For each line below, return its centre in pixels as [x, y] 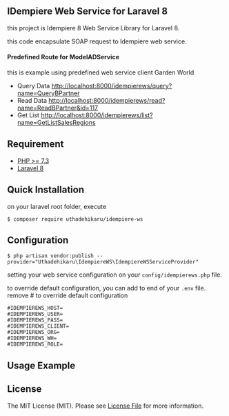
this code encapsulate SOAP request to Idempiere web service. [97, 41]
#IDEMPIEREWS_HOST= [35, 308]
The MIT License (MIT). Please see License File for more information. [105, 406]
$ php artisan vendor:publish [51, 256]
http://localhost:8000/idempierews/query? [112, 86]
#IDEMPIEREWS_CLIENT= [38, 326]
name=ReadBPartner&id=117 [58, 108]
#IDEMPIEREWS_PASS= [35, 320]
